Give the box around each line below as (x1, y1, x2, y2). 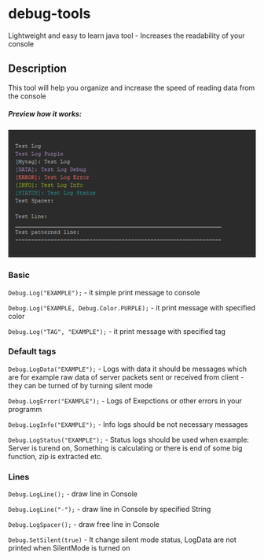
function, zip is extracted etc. (8, 451, 103, 461)
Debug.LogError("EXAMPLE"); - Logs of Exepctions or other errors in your (8, 395, 242, 406)
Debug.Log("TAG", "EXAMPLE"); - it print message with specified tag (8, 326, 226, 336)
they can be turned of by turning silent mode (8, 380, 153, 390)
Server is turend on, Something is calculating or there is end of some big (8, 443, 243, 453)
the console (8, 91, 46, 101)
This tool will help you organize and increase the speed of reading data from (8, 83, 255, 92)
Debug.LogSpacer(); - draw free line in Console (8, 520, 159, 529)
